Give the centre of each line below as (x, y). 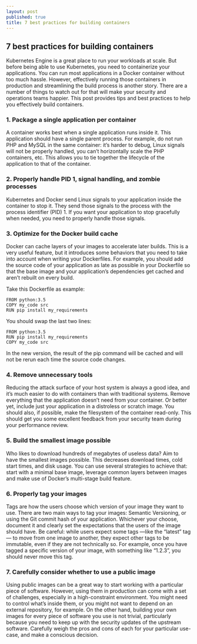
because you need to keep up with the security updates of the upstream (94, 622)
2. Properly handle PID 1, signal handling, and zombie (83, 179)
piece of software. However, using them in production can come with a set (96, 591)
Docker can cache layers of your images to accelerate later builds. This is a (97, 247)
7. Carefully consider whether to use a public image (81, 571)
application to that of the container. (49, 164)
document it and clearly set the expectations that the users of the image (94, 525)
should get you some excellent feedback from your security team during (94, 419)
